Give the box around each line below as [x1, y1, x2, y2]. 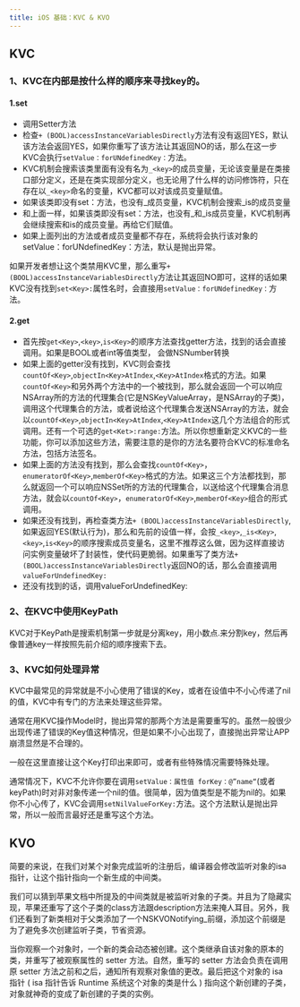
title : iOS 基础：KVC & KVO [9, 13, 110, 22]
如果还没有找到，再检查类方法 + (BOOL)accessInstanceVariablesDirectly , [21, 516, 292, 526]
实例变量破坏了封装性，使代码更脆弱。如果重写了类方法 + [30, 549, 239, 559]
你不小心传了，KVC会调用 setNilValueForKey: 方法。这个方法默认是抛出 [9, 798, 270, 808]
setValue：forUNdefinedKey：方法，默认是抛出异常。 [21, 242, 221, 252]
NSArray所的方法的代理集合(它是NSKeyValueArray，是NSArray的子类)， [21, 392, 289, 403]
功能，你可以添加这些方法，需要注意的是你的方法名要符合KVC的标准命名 [21, 437, 290, 448]
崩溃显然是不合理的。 [9, 738, 88, 748]
